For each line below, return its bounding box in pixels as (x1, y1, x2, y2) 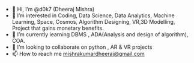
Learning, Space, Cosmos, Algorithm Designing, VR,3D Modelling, (11, 18, 175, 25)
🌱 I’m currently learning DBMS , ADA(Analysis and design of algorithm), (11, 31, 189, 38)
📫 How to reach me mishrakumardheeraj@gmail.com (11, 51, 145, 57)
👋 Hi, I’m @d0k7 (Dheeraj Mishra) (11, 6, 95, 12)
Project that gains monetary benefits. (11, 24, 104, 31)
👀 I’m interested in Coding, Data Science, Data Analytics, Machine (11, 12, 175, 19)
